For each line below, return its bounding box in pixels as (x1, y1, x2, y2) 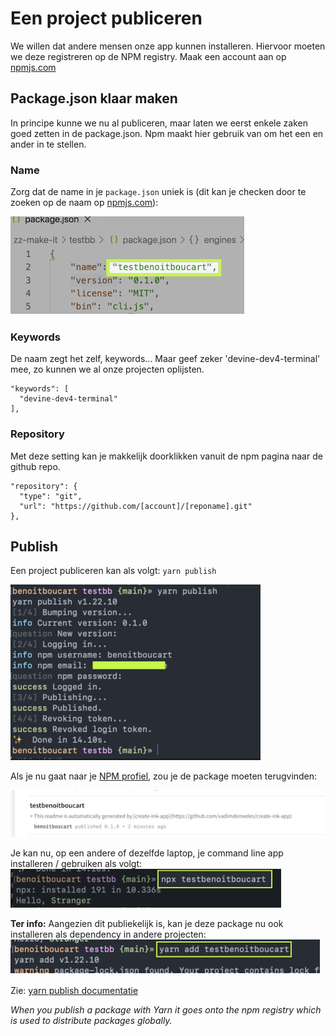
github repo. (10, 460, 61, 472)
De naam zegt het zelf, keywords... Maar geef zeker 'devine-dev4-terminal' (10, 353, 321, 365)
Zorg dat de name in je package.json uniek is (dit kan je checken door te (10, 186, 307, 198)
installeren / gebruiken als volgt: (10, 858, 143, 870)
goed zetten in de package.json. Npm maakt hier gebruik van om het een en (10, 127, 324, 139)
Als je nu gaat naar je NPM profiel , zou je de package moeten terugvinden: (10, 770, 318, 782)
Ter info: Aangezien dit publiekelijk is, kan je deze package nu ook (10, 918, 284, 930)
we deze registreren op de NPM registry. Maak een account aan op (10, 50, 287, 62)
